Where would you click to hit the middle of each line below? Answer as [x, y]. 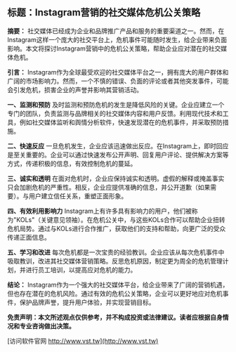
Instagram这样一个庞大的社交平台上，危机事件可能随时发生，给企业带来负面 [117, 39]
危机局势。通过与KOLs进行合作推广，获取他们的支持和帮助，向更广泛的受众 [117, 228]
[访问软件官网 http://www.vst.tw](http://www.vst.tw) [83, 341]
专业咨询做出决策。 [47, 326]
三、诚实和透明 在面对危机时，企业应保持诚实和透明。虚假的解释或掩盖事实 [116, 178]
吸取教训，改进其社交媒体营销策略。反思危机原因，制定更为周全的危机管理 [115, 261]
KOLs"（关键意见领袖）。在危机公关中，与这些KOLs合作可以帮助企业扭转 [121, 219]
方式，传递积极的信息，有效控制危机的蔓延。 [72, 163]
